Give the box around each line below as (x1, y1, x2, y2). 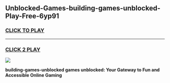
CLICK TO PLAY (5, 27, 45, 34)
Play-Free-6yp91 (5, 12, 59, 21)
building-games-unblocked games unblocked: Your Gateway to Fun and (5, 66, 160, 72)
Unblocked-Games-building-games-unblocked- (5, 4, 161, 13)
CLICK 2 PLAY (5, 46, 40, 53)
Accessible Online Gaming (5, 72, 62, 78)
